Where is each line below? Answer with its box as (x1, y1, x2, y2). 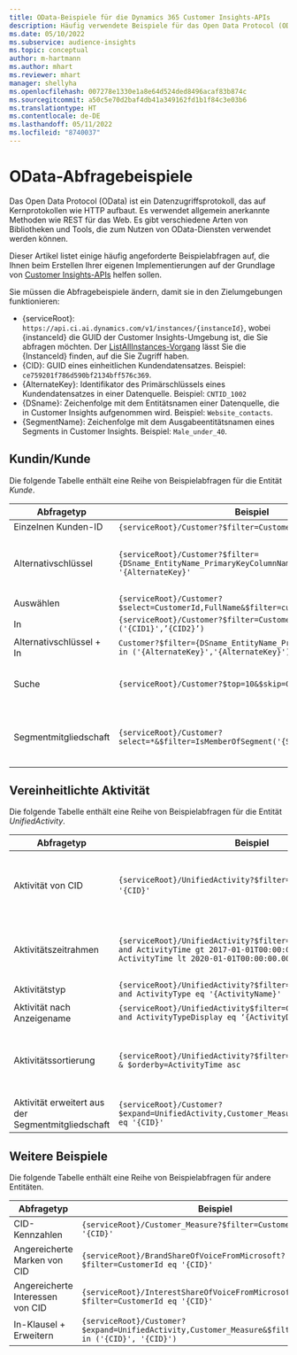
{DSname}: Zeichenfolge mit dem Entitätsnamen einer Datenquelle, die (21, 398, 280, 408)
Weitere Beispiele (9, 1149, 108, 1164)
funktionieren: (9, 296, 60, 306)
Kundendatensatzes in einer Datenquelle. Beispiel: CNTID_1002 (21, 388, 247, 399)
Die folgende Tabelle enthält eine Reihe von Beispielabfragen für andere (9, 1173, 271, 1183)
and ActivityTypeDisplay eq (118, 1012, 237, 1023)
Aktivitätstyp (13, 984, 66, 996)
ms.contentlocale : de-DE (9, 112, 101, 120)
